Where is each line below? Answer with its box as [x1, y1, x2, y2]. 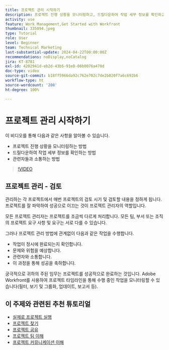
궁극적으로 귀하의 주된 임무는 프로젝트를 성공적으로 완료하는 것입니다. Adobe [5, 271, 156, 277]
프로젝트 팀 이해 [12, 333, 44, 339]
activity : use [5, 17, 35, 22]
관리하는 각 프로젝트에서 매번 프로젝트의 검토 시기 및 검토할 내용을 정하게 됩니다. [5, 196, 162, 203]
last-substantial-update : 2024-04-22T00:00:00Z [5, 49, 107, 55]
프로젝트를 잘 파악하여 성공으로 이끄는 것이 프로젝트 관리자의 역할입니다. [5, 203, 146, 209]
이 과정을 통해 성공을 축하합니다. [12, 260, 76, 266]
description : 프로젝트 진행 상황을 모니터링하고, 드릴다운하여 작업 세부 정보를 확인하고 [5, 12, 165, 17]
